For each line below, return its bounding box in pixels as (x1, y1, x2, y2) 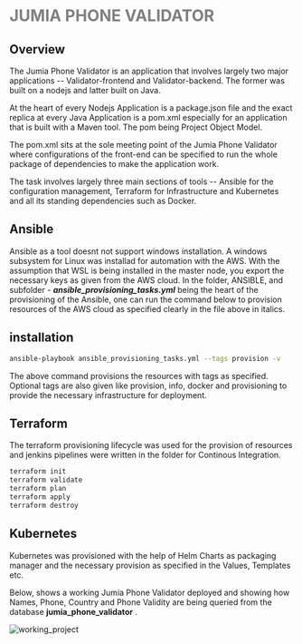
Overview (9, 42, 66, 57)
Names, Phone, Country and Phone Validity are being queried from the (9, 596, 273, 608)
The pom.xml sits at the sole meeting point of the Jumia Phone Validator (9, 140, 278, 150)
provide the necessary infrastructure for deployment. (9, 389, 208, 400)
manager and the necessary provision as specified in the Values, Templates (9, 560, 291, 571)
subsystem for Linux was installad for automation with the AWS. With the (9, 255, 280, 266)
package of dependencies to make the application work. (9, 159, 220, 169)
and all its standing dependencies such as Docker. (9, 196, 197, 206)
